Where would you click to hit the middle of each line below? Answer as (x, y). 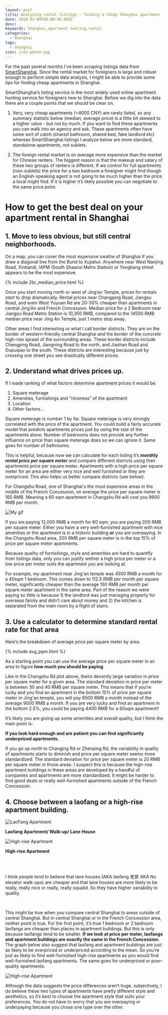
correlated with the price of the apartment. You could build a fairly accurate (83, 424)
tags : (11, 43)
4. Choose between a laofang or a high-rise (74, 802)
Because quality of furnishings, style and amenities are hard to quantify (79, 553)
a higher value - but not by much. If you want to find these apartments (85, 123)
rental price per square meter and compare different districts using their (80, 461)
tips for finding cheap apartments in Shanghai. (53, 82)
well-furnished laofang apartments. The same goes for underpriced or (78, 961)
